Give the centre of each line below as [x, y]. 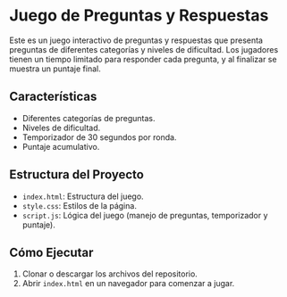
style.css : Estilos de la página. [79, 205]
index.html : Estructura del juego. [83, 196]
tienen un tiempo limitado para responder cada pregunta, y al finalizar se [143, 59]
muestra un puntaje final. [55, 69]
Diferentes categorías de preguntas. [89, 118]
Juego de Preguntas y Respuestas [139, 16]
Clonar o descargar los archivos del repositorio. [110, 274]
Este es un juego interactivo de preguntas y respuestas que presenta [136, 40]
